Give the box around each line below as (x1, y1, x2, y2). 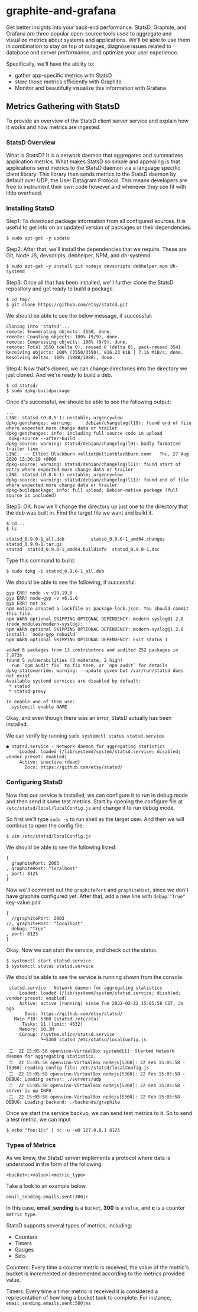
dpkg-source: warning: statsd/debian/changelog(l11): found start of (6, 461, 181, 468)
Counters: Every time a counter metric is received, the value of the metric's (6, 1263, 189, 1271)
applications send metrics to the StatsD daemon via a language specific (6, 164, 181, 172)
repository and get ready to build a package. (6, 285, 115, 292)
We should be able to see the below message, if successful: (6, 312, 152, 319)
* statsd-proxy (8, 689, 46, 694)
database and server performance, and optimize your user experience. (6, 49, 179, 56)
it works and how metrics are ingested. (6, 123, 101, 131)
